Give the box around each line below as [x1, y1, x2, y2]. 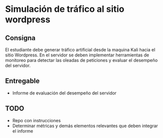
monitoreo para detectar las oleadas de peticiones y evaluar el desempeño [5, 57, 158, 63]
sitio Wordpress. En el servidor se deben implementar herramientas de [5, 52, 150, 58]
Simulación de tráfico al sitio [5, 3, 125, 15]
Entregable [5, 77, 40, 85]
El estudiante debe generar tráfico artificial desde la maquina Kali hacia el [5, 47, 156, 52]
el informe [12, 128, 34, 134]
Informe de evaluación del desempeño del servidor [12, 90, 117, 96]
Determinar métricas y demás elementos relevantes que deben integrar [12, 123, 159, 129]
